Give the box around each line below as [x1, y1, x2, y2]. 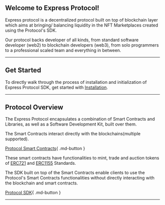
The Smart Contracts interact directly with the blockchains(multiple [5, 131, 141, 137]
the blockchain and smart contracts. [5, 180, 78, 186]
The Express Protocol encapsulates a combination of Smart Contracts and [5, 116, 155, 122]
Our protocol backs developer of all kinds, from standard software [5, 37, 139, 43]
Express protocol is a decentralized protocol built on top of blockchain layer [5, 17, 158, 23]
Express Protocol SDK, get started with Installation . [5, 84, 108, 90]
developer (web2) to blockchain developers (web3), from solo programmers [5, 42, 159, 48]
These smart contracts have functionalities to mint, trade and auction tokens [5, 155, 160, 161]
